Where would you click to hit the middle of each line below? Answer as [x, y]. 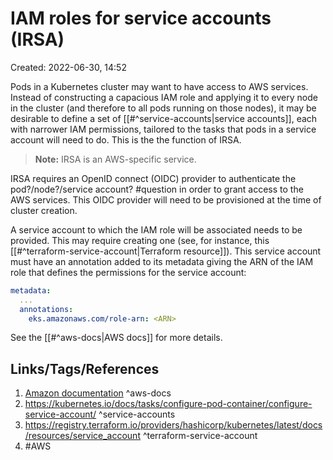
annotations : [46, 309]
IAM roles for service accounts [141, 18]
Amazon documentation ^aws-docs [98, 393]
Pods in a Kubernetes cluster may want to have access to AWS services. [159, 86]
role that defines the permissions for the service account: [128, 272]
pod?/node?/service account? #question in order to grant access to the [157, 189]
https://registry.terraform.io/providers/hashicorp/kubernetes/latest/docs [173, 425]
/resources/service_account [82, 436]
